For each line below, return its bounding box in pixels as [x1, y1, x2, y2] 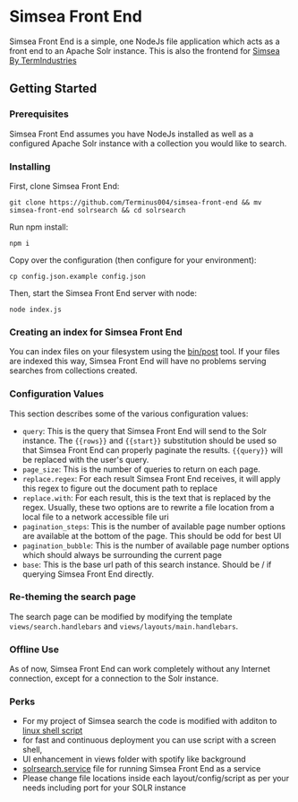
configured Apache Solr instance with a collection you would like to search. [9, 137, 287, 149]
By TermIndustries [9, 55, 78, 65]
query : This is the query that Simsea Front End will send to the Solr [21, 425, 267, 436]
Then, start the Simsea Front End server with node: [9, 287, 198, 298]
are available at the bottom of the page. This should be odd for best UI [21, 530, 282, 541]
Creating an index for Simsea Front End [9, 326, 183, 338]
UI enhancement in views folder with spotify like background [21, 754, 246, 764]
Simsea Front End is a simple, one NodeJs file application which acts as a [9, 36, 280, 47]
